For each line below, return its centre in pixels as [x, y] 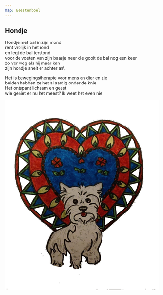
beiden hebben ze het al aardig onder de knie [51, 83]
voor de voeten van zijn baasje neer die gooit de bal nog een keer [71, 58]
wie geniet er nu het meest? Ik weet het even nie [54, 93]
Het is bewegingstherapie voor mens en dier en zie [56, 78]
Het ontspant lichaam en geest [36, 88]
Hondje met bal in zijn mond [33, 42]
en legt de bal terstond [28, 53]
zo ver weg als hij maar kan [32, 63]
